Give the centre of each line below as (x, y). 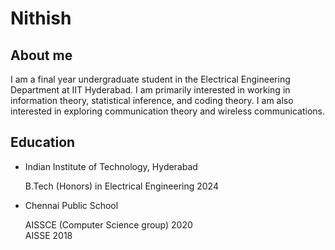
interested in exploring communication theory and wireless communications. (168, 111)
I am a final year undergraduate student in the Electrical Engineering (150, 79)
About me (41, 55)
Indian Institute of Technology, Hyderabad (111, 166)
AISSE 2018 (48, 235)
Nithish (41, 18)
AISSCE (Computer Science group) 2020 (108, 224)
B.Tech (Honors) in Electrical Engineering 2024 (121, 186)
